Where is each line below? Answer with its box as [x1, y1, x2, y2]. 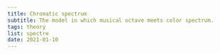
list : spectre [7, 29, 50, 37]
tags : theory [7, 23, 46, 30]
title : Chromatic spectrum [7, 10, 87, 18]
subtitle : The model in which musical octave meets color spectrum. [7, 17, 214, 24]
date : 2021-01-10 [7, 36, 59, 43]
